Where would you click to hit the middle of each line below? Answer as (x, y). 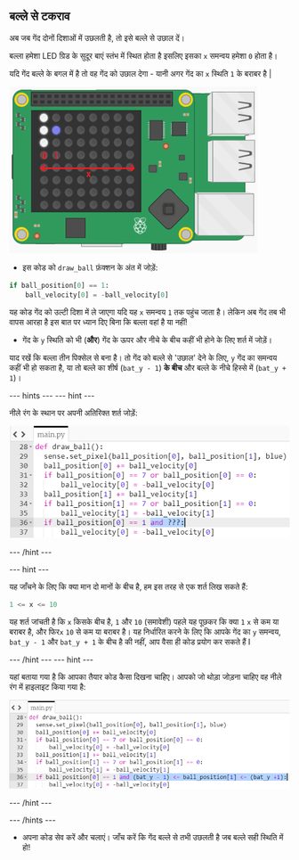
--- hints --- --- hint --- (52, 395)
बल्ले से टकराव (40, 16)
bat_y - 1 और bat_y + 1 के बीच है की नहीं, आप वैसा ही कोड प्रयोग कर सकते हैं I (130, 642)
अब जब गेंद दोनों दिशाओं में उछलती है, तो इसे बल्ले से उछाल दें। (97, 37)
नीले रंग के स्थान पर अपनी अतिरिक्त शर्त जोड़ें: (73, 413)
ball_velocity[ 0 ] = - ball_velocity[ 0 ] (97, 295)
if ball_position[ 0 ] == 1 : (59, 285)
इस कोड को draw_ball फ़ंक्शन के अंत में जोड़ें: (90, 267)
